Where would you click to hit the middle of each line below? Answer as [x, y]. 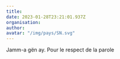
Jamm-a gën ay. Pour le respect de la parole [60, 50]
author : [16, 28]
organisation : [24, 22]
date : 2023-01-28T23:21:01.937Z [46, 17]
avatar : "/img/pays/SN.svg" [41, 33]
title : [14, 11]
